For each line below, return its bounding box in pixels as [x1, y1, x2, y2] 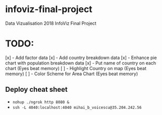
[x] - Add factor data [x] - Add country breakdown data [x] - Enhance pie [5, 54, 157, 61]
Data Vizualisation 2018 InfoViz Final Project [5, 20, 97, 26]
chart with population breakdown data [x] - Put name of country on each [5, 60, 156, 66]
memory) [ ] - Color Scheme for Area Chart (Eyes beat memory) [5, 71, 138, 77]
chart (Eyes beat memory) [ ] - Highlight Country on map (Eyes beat [5, 65, 146, 71]
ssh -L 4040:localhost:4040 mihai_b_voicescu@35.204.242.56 [12, 105, 142, 110]
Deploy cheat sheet [5, 85, 68, 94]
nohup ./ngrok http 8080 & [12, 99, 70, 104]
